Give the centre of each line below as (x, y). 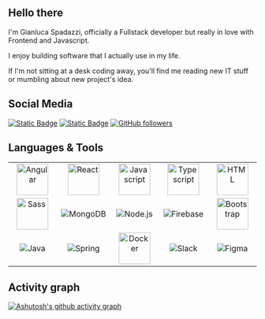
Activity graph (44, 287)
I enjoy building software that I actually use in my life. (94, 55)
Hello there (36, 13)
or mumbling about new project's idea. (71, 79)
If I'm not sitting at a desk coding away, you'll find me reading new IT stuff (128, 71)
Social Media (41, 104)
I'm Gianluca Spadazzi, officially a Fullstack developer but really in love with (131, 32)
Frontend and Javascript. (49, 40)
